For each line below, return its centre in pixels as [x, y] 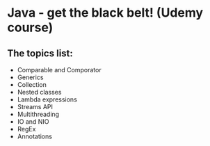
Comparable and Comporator [59, 70]
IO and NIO [33, 122]
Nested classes [39, 92]
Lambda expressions [47, 99]
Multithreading [38, 114]
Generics [30, 77]
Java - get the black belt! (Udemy [105, 13]
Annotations [34, 136]
